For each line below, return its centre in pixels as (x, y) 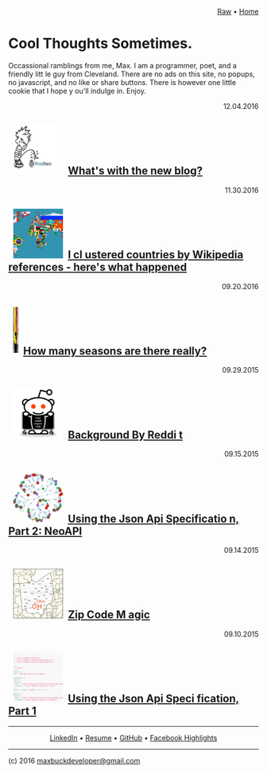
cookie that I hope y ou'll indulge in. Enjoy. (77, 91)
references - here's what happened (98, 267)
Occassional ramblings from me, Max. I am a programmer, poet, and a (122, 65)
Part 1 (23, 711)
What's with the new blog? (135, 171)
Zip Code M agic (109, 615)
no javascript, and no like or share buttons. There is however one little (122, 82)
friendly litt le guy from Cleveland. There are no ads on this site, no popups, (132, 74)
